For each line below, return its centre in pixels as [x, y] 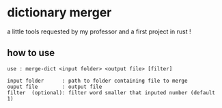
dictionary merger [59, 13]
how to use [31, 53]
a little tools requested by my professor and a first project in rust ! [99, 31]
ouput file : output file [55, 87]
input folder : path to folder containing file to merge [97, 81]
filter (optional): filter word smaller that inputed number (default [111, 93]
